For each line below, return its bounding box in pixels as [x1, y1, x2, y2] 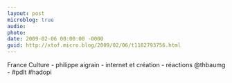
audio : [7, 23, 26, 29]
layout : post [7, 10, 45, 17]
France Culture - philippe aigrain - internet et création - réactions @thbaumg [7, 61, 226, 69]
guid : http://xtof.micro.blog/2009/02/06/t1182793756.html [7, 42, 181, 49]
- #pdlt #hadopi [7, 68, 52, 76]
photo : [7, 29, 26, 36]
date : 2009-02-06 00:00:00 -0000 [7, 36, 104, 43]
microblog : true [7, 16, 54, 23]
